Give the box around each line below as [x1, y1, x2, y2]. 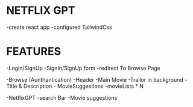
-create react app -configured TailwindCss [6, 23, 113, 31]
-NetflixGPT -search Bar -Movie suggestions [6, 94, 118, 101]
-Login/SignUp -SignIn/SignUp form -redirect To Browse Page [6, 64, 161, 72]
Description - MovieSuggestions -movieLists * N [23, 82, 144, 90]
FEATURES [6, 44, 62, 58]
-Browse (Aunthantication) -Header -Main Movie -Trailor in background [6, 76, 184, 83]
